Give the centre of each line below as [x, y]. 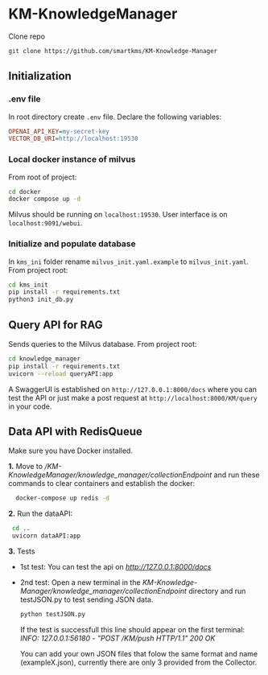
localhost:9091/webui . [45, 223]
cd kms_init [28, 285]
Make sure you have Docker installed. [70, 451]
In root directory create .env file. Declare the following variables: [115, 117]
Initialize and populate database [72, 244]
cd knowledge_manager [45, 359]
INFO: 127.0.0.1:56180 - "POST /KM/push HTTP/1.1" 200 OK [118, 638]
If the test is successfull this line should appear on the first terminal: [132, 629]
